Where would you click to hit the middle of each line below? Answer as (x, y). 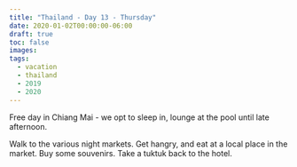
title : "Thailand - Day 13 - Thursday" (83, 17)
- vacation (37, 68)
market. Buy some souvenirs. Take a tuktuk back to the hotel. (121, 153)
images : (23, 51)
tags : (19, 59)
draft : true (31, 34)
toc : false (29, 42)
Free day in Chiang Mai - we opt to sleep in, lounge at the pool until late (140, 117)
